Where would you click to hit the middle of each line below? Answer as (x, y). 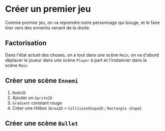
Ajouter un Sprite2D (32, 98)
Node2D (19, 93)
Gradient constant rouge (37, 103)
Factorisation (26, 43)
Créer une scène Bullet (42, 123)
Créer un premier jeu (48, 9)
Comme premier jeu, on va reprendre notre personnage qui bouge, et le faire (82, 22)
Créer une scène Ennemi (42, 81)
